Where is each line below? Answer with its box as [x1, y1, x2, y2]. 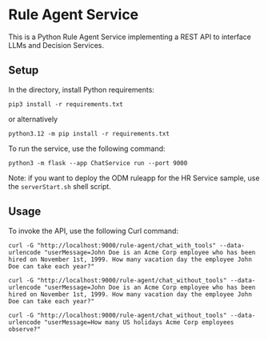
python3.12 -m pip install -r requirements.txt [8, 129, 170, 137]
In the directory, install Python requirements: [8, 85, 154, 94]
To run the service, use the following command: [8, 144, 166, 153]
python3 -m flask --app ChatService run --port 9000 [8, 159, 188, 167]
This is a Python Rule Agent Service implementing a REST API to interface [8, 32, 252, 42]
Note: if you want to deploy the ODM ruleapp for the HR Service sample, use [8, 173, 260, 183]
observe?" [8, 325, 42, 333]
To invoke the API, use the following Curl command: [8, 226, 178, 235]
